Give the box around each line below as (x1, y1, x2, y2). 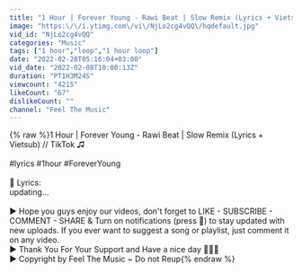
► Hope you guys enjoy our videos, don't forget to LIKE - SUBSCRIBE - (9, 206, 273, 216)
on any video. (9, 234, 60, 245)
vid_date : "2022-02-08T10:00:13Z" (9, 64, 139, 73)
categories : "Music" (9, 38, 87, 48)
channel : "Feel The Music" (9, 105, 111, 114)
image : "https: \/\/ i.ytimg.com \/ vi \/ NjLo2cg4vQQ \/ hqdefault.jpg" (9, 22, 259, 31)
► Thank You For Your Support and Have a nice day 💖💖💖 (9, 244, 219, 255)
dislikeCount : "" (9, 96, 75, 106)
